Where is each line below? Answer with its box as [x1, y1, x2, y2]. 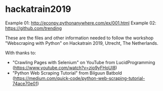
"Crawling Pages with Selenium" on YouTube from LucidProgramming [12, 59, 156, 65]
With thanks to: [5, 50, 36, 56]
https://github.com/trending [5, 25, 62, 31]
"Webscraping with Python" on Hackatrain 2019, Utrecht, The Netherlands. [5, 40, 159, 46]
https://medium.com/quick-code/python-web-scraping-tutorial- [14, 75, 145, 81]
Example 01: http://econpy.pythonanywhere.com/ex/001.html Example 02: [5, 20, 157, 26]
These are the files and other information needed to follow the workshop [5, 35, 154, 41]
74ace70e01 [12, 81, 38, 87]
